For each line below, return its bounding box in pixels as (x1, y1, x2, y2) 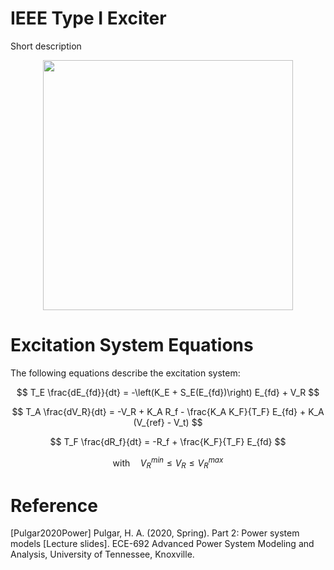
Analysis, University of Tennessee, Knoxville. (10, 548, 195, 561)
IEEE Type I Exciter (10, 7, 167, 30)
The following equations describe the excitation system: (10, 367, 241, 379)
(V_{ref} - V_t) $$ (133, 416, 203, 428)
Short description (10, 40, 82, 52)
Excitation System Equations (10, 334, 254, 357)
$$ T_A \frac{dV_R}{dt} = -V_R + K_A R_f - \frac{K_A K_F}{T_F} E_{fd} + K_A (11, 405, 325, 417)
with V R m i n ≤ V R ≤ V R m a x (112, 455, 224, 471)
